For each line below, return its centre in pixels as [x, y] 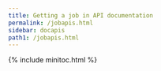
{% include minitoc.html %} [53, 60]
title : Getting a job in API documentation [81, 15]
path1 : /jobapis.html [44, 37]
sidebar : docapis [37, 30]
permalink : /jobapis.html [51, 23]
